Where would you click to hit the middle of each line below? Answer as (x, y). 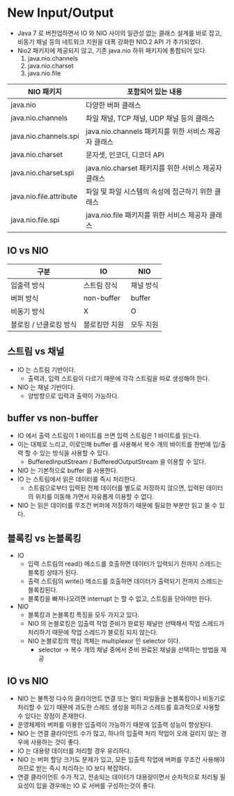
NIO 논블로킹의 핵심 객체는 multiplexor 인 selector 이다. (104, 641)
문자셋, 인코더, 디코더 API (125, 155)
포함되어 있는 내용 (155, 91)
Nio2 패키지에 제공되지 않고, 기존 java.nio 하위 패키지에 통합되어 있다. (112, 50)
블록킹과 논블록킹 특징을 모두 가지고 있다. (84, 615)
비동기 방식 (28, 311)
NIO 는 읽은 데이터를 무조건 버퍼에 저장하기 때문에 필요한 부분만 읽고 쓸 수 (117, 505)
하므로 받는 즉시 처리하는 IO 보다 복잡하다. (74, 768)
